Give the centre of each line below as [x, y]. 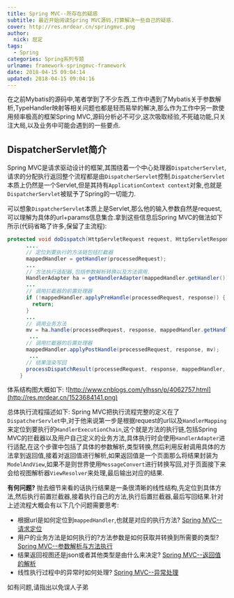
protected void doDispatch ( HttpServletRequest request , [90, 239]
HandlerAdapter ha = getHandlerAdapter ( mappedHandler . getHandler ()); [128, 278]
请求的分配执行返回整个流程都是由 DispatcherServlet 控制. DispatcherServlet [116, 177]
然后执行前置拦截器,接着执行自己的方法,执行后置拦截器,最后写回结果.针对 [119, 497]
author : [18, 33]
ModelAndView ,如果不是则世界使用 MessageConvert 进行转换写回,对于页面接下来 [117, 464]
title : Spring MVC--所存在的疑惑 [53, 14]
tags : [15, 46]
